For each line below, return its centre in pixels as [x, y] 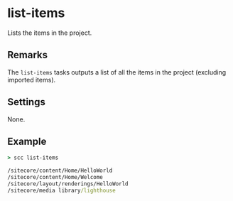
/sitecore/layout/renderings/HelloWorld [68, 184]
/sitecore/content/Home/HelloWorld [60, 171]
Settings [27, 102]
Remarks [28, 55]
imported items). [32, 80]
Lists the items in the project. [50, 33]
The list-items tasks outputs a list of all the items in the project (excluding [117, 72]
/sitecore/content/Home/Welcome [55, 178]
